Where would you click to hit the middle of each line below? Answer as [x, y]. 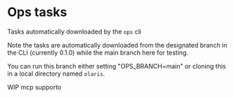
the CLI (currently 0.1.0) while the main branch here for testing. [98, 52]
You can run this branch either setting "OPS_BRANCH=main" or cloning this [117, 66]
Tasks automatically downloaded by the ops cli [74, 31]
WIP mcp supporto [34, 87]
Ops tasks [37, 12]
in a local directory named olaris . [56, 73]
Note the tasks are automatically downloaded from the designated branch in [117, 45]
